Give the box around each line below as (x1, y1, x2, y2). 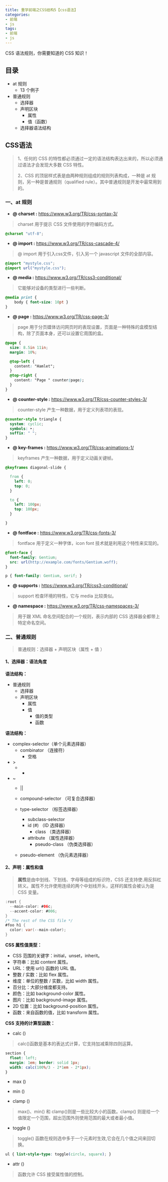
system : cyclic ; (10, 421, 44, 427)
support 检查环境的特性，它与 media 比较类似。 (17, 593, 117, 599)
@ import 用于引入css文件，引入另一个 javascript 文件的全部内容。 (17, 250, 156, 256)
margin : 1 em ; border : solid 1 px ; (10, 1060, 80, 1065)
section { (5, 1051, 26, 1056)
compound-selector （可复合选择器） (20, 795, 98, 801)
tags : (5, 26, 17, 31)
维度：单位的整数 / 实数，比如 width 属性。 (12, 978, 102, 984)
